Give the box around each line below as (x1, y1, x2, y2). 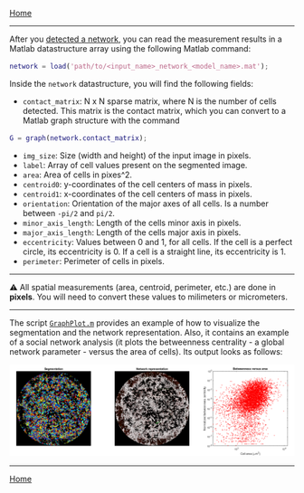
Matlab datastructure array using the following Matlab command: (9, 43, 252, 53)
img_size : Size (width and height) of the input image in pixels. (22, 149, 252, 161)
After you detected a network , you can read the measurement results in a (9, 33, 282, 44)
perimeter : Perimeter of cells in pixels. (22, 255, 165, 266)
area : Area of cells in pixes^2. (22, 169, 133, 180)
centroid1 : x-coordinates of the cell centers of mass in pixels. (22, 188, 253, 199)
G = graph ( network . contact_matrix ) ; (9, 133, 147, 143)
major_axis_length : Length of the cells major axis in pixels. (22, 226, 242, 238)
